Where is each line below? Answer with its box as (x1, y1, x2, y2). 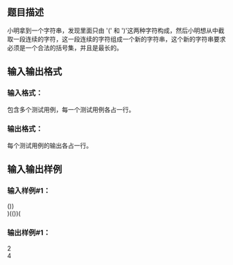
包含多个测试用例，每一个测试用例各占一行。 (7, 105, 135, 113)
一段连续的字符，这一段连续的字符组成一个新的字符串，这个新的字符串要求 (12, 35, 226, 43)
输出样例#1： (7, 228, 51, 237)
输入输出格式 (7, 66, 62, 77)
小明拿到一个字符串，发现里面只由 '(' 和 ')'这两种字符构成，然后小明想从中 (7, 26, 218, 35)
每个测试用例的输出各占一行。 (7, 141, 92, 149)
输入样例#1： (7, 186, 51, 196)
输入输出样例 (7, 163, 62, 175)
